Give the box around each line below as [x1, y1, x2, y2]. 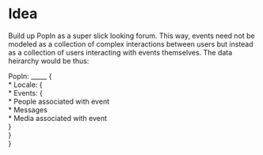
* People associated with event [8, 96, 109, 106]
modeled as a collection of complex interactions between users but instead [8, 39, 253, 48]
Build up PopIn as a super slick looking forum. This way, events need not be [8, 31, 255, 40]
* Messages [8, 104, 48, 115]
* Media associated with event [8, 113, 108, 123]
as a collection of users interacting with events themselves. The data [8, 47, 233, 57]
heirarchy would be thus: [8, 56, 90, 66]
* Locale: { [8, 80, 43, 89]
